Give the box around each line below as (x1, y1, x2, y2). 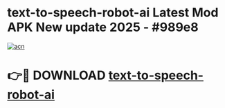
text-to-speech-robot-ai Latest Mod (7, 5, 219, 21)
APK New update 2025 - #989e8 (7, 19, 199, 35)
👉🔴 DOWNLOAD (7, 67, 106, 83)
